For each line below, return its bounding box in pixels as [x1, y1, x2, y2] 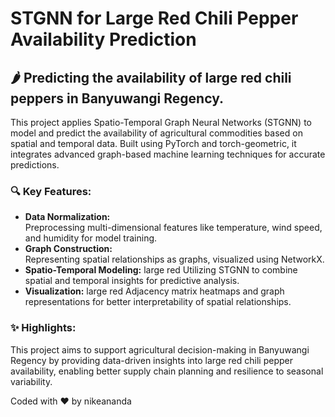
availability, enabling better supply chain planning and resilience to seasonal [10, 365, 324, 377]
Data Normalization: [24, 211, 111, 223]
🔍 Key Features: [10, 184, 92, 198]
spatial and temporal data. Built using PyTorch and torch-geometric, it [10, 138, 297, 149]
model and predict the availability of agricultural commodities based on [10, 127, 303, 139]
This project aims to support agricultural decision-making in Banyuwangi [10, 343, 310, 356]
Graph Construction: [24, 243, 113, 255]
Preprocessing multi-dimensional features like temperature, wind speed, [24, 222, 323, 234]
